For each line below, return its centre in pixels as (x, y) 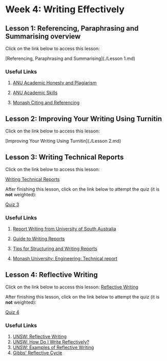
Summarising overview (43, 36)
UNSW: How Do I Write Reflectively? (51, 342)
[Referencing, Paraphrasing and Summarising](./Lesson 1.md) (70, 58)
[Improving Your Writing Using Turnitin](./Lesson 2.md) (63, 141)
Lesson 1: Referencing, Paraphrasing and (72, 28)
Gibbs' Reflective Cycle (37, 353)
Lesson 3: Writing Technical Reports (65, 157)
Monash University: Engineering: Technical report (65, 259)
